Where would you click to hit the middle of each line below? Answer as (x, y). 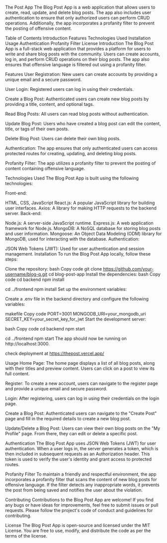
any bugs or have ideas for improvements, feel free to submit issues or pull (82, 505)
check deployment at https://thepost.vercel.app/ (55, 353)
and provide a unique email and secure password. (56, 389)
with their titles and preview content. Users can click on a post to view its (80, 368)
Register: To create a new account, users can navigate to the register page (82, 383)
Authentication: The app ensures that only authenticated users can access (81, 148)
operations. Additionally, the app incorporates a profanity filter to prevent (80, 23)
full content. (17, 374)
